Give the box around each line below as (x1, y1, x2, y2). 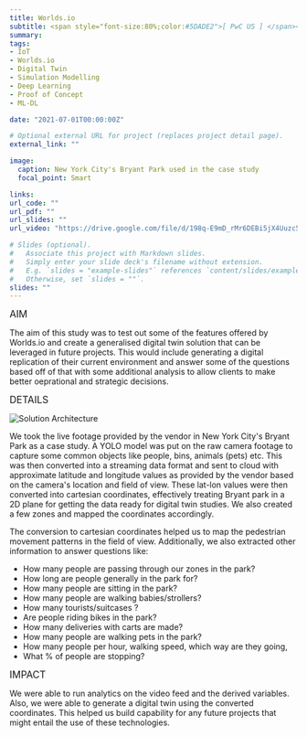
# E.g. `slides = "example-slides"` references (9, 266, 203, 275)
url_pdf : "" (9, 207, 55, 216)
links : (9, 189, 35, 199)
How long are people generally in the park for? (22, 573, 198, 584)
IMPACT (9, 668, 47, 681)
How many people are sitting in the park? (22, 582, 178, 594)
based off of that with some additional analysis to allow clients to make (9, 367, 276, 378)
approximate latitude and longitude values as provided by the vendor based (9, 470, 294, 481)
